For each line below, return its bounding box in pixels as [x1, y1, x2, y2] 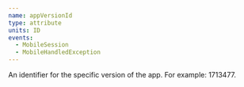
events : [8, 33, 34, 42]
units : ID [8, 26, 41, 34]
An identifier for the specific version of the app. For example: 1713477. [8, 70, 236, 79]
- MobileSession [15, 41, 69, 49]
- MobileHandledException [15, 48, 101, 56]
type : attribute [8, 19, 62, 27]
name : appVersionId [8, 11, 73, 20]
